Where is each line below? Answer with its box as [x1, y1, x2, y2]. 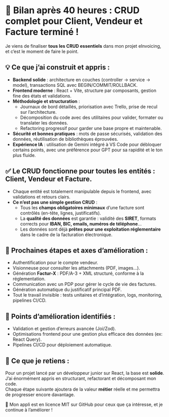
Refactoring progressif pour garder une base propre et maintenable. [20, 125, 162, 131]
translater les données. [20, 119, 68, 126]
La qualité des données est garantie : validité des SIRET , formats [20, 215, 156, 221]
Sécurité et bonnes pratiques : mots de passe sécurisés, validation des [12, 131, 163, 137]
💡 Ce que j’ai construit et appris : [5, 63, 110, 72]
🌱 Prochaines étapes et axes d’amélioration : [5, 246, 148, 254]
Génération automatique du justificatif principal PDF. [12, 286, 122, 293]
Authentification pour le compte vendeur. [12, 260, 99, 266]
